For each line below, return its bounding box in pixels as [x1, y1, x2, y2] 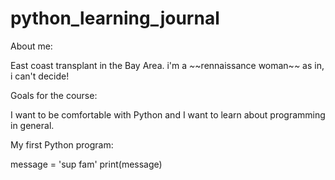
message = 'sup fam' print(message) [10, 158, 163, 170]
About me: [10, 40, 53, 52]
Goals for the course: [10, 89, 98, 101]
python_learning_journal [10, 7, 220, 30]
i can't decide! [10, 70, 70, 82]
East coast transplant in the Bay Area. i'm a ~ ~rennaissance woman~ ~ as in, [10, 59, 325, 71]
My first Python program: [10, 138, 114, 151]
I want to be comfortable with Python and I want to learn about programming [10, 108, 326, 121]
